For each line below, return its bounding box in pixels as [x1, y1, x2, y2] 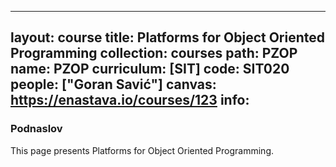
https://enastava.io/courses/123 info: [10, 92, 250, 109]
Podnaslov [10, 122, 63, 136]
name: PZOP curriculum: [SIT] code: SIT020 [10, 61, 290, 78]
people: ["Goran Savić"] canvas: [10, 76, 217, 93]
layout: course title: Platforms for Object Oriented [10, 29, 326, 46]
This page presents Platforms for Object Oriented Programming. [10, 144, 275, 156]
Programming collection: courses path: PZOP [10, 45, 298, 62]
